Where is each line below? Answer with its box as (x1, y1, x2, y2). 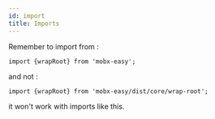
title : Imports (8, 19, 60, 28)
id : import (8, 11, 45, 20)
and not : (8, 71, 38, 81)
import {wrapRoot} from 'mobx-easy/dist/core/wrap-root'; (8, 87, 209, 96)
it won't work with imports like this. (8, 101, 125, 111)
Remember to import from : (8, 41, 99, 51)
